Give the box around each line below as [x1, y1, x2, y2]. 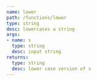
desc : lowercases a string [6, 26, 75, 32]
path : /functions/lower [6, 15, 67, 21]
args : [6, 32, 20, 38]
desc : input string [12, 49, 62, 55]
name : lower [6, 9, 37, 15]
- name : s [6, 37, 32, 43]
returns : [6, 54, 29, 60]
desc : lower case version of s [12, 65, 92, 72]
